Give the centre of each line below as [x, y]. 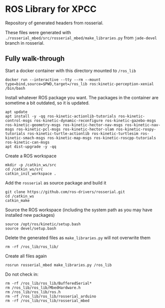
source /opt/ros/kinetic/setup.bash [43, 224]
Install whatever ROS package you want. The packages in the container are [82, 97]
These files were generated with [38, 32]
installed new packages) [30, 215]
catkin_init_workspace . [31, 174]
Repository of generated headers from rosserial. [54, 23]
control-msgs [19, 121]
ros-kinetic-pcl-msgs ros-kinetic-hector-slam [65, 129]
